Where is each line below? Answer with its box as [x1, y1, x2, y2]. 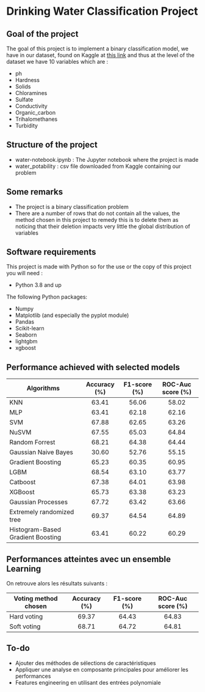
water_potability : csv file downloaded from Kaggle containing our [15, 162, 181, 170]
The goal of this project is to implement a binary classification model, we [6, 45, 189, 52]
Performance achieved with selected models [6, 362, 180, 372]
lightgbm [15, 338, 38, 345]
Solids [15, 83, 31, 90]
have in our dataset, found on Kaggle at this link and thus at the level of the [6, 51, 195, 59]
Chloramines [15, 89, 48, 96]
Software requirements [6, 247, 96, 257]
